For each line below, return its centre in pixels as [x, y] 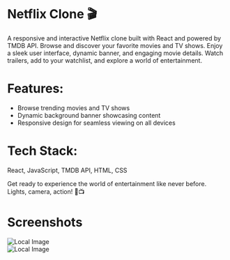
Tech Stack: [43, 151]
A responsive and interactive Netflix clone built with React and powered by [114, 38]
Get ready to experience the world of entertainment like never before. [107, 183]
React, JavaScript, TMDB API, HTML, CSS [67, 170]
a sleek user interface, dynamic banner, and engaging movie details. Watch [115, 53]
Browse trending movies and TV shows [74, 108]
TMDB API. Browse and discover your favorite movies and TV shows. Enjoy [115, 45]
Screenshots [45, 222]
